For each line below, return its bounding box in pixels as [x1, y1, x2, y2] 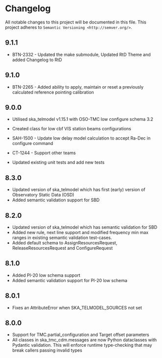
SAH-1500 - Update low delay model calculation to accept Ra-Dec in [12, 135, 151, 141]
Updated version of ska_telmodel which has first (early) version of [12, 187, 145, 192]
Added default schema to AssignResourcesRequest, [12, 240, 117, 245]
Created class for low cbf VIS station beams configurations [12, 126, 131, 132]
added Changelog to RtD [12, 57, 62, 63]
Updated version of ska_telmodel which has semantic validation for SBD [12, 224, 158, 230]
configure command [12, 141, 53, 146]
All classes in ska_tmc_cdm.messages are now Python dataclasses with [12, 337, 157, 343]
